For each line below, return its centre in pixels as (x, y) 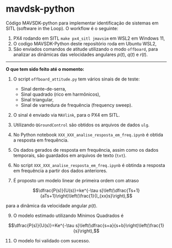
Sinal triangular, (37, 99)
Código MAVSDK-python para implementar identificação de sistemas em (82, 23)
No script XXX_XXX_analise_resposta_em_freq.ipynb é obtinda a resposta (89, 165)
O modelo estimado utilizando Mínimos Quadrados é (68, 215)
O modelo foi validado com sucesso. (52, 240)
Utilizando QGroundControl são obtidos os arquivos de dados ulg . (81, 125)
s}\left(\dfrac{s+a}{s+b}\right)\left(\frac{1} (120, 225)
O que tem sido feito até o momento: (45, 69)
